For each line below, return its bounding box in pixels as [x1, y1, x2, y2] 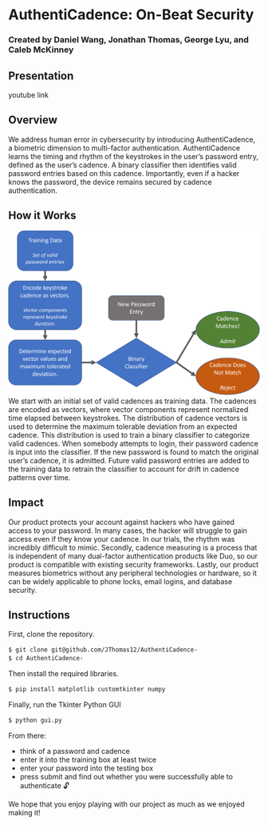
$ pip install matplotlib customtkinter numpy [8, 686, 166, 694]
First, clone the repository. [8, 630, 95, 639]
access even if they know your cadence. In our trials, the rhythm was [8, 534, 235, 543]
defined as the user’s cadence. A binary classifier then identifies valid [8, 160, 237, 170]
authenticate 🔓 [19, 780, 69, 790]
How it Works [8, 209, 77, 222]
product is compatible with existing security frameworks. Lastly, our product [8, 559, 259, 569]
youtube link [8, 90, 49, 99]
